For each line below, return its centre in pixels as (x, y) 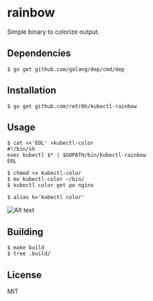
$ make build (26, 248)
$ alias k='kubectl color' (46, 198)
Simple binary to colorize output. (53, 32)
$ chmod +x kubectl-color (44, 174)
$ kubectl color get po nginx (51, 185)
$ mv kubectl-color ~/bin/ (46, 179)
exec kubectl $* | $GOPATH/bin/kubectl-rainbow (77, 155)
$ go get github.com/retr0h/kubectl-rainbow (72, 106)
